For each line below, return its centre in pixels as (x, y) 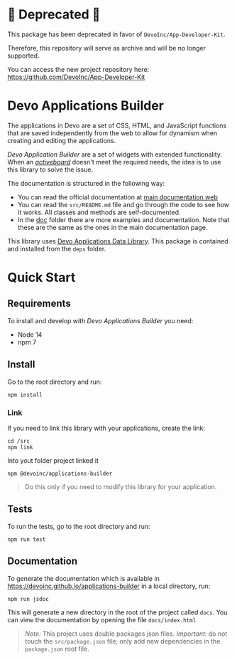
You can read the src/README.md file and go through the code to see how (123, 204)
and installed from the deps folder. (57, 248)
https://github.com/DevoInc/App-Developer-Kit (76, 77)
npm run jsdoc (28, 599)
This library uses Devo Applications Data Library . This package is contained (118, 241)
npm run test (27, 539)
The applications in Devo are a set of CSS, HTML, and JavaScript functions (117, 125)
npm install (25, 394)
